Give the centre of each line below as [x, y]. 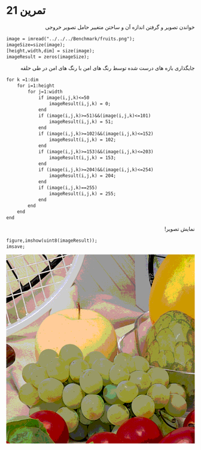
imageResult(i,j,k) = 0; [80, 103]
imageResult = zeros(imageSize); [48, 57]
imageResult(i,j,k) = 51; [81, 121]
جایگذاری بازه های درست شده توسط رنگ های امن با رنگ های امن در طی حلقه [108, 68]
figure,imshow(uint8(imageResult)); [52, 241]
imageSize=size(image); [36, 45]
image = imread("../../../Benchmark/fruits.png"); [71, 39]
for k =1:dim [22, 79]
